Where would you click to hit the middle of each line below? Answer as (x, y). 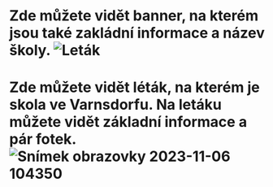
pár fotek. (43, 139)
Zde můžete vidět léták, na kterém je (134, 87)
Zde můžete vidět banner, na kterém (134, 16)
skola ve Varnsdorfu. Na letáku (116, 105)
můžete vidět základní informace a (128, 122)
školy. (30, 50)
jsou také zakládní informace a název (137, 33)
